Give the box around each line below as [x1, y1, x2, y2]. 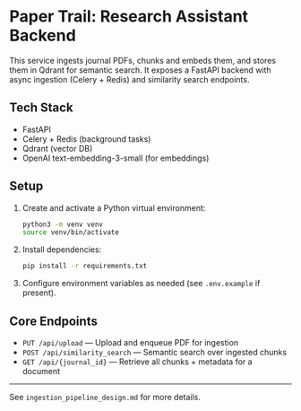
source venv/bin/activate [21, 228, 119, 237]
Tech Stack [9, 101, 73, 116]
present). [21, 287, 56, 298]
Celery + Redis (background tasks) [21, 133, 151, 144]
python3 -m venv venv [21, 220, 104, 229]
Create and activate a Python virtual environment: [21, 202, 206, 213]
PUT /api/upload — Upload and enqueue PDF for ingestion [21, 337, 239, 347]
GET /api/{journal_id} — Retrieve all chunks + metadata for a [21, 356, 253, 367]
